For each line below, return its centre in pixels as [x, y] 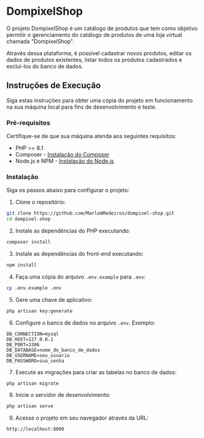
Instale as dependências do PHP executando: [73, 231]
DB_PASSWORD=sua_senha [35, 361]
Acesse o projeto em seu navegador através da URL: [82, 418]
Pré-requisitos [28, 123]
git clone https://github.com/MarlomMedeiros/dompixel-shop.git [90, 213]
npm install [22, 265]
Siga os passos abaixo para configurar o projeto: [68, 190]
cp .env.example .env [34, 288]
